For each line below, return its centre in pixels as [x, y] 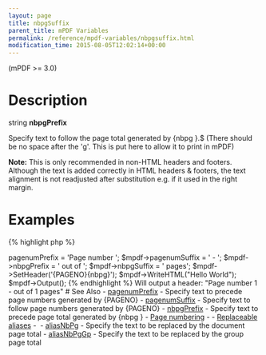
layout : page [30, 16]
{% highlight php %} [42, 242]
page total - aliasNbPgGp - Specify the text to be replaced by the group [126, 334]
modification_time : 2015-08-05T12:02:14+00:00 [87, 46]
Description [48, 100]
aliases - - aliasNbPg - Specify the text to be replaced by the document [127, 325]
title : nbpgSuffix [39, 23]
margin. [21, 188]
